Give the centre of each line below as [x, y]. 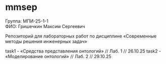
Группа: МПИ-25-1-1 [27, 21]
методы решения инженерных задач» [46, 41]
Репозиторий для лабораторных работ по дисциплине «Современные [81, 36]
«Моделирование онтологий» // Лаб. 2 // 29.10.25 [59, 56]
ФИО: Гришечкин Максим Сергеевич [45, 26]
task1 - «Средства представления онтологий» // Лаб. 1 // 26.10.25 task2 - [83, 51]
